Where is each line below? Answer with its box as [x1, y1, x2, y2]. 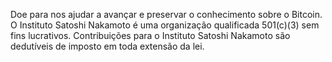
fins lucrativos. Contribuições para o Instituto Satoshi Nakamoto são [10, 30, 291, 41]
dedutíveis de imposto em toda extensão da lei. [10, 40, 205, 52]
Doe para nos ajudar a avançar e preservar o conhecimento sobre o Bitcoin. [10, 9, 323, 20]
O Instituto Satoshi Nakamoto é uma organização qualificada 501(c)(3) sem [10, 19, 320, 31]
